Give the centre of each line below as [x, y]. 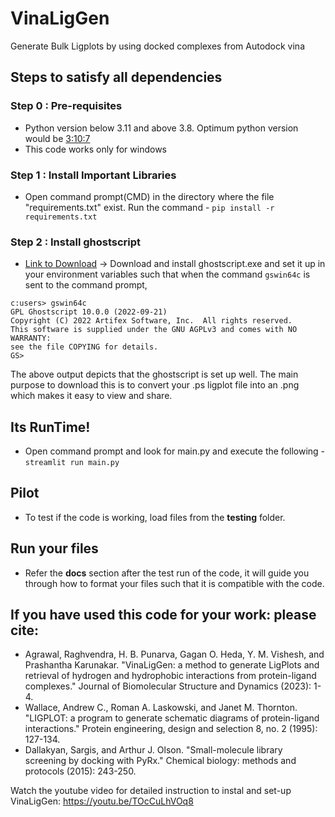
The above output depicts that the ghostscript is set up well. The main [154, 374]
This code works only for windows [95, 149]
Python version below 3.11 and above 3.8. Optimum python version [161, 128]
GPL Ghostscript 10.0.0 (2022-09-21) [89, 312]
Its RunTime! [50, 427]
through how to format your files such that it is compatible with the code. [174, 583]
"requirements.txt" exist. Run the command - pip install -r [149, 207]
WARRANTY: [31, 338]
